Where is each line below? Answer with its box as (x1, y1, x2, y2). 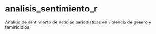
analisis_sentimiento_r (5, 3, 98, 14)
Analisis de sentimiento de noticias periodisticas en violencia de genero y (5, 19, 152, 25)
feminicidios (5, 24, 30, 30)
